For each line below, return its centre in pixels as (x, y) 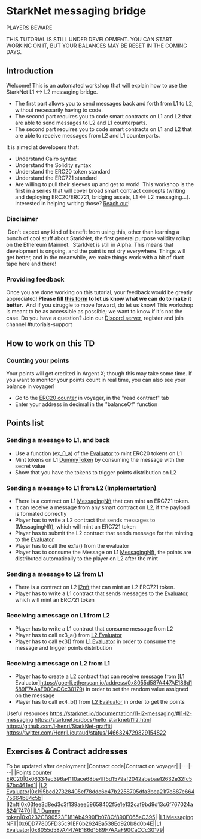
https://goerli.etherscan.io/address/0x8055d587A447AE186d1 (116, 682)
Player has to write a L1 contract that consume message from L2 (94, 628)
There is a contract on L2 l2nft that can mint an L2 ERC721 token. (95, 587)
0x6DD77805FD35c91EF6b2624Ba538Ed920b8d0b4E (86, 823)
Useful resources (28, 713)
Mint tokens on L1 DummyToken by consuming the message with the (99, 459)
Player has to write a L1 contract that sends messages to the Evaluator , (102, 593)
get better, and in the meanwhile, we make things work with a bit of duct (95, 258)
